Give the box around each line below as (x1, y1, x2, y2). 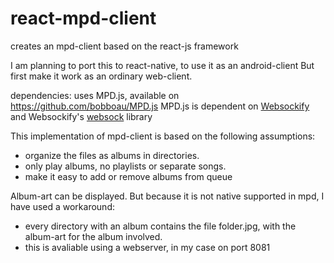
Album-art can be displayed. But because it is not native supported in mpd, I (10, 190, 325, 202)
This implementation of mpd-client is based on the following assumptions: (10, 130, 316, 142)
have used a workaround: (10, 200, 115, 212)
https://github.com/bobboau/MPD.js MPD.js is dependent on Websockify (10, 100, 310, 112)
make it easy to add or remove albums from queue (24, 170, 233, 182)
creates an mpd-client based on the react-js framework (10, 40, 239, 52)
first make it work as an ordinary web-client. (10, 70, 193, 82)
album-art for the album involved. (24, 230, 163, 242)
